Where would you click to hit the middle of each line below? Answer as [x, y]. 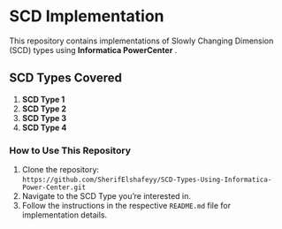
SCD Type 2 [44, 109]
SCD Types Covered [65, 78]
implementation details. [65, 215]
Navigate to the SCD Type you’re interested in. [107, 196]
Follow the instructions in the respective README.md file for [126, 206]
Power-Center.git [54, 187]
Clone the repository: [61, 170]
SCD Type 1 [43, 99]
